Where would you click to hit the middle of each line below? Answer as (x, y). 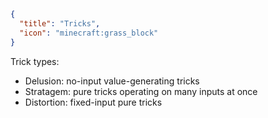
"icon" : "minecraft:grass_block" (89, 33)
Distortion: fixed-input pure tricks (93, 102)
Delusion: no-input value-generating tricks (112, 81)
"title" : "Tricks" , (60, 23)
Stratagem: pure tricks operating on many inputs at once (141, 91)
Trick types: (35, 61)
